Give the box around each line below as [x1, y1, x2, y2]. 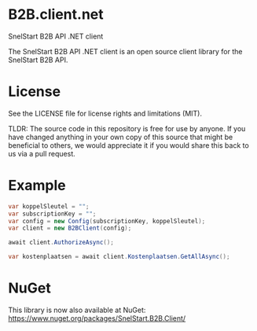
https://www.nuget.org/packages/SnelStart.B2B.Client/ [8, 314, 186, 323]
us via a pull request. [8, 149, 76, 158]
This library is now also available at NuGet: [8, 305, 146, 314]
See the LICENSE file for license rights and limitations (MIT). [8, 108, 203, 118]
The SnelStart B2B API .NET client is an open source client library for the [8, 46, 243, 56]
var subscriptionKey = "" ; [8, 210, 97, 218]
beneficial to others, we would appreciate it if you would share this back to [8, 140, 249, 150]
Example [8, 177, 66, 194]
